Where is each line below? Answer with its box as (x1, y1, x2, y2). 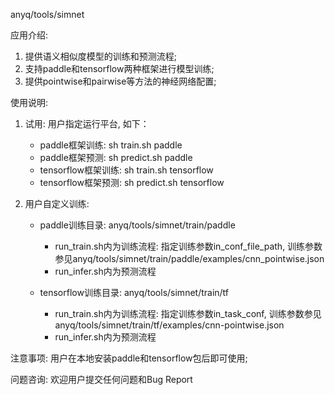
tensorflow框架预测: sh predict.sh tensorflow (39, 177, 225, 188)
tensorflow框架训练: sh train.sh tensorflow (39, 164, 214, 176)
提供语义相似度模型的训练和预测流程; (24, 50, 178, 62)
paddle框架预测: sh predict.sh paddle (39, 152, 193, 163)
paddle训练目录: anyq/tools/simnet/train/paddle (39, 219, 236, 231)
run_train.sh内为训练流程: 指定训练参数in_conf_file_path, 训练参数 (54, 240, 323, 252)
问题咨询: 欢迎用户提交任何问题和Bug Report (10, 374, 193, 385)
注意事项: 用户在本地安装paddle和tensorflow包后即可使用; (10, 352, 248, 364)
